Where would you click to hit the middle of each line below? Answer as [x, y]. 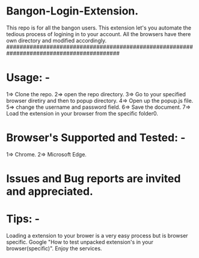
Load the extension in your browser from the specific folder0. [82, 113]
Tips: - [23, 219]
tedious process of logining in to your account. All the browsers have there [99, 34]
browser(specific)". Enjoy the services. [54, 248]
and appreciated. [50, 191]
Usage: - [28, 78]
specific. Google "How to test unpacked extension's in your [80, 242]
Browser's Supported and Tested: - [96, 138]
